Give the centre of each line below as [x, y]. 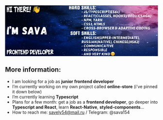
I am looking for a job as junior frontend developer [63, 81]
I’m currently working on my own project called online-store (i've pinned [85, 86]
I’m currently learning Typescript [45, 97]
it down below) [27, 91]
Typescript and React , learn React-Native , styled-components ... [78, 107]
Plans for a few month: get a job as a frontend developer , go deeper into [85, 102]
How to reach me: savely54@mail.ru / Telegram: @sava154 [71, 112]
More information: [33, 70]
